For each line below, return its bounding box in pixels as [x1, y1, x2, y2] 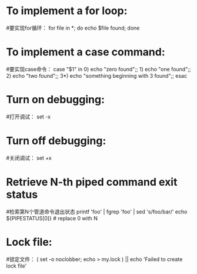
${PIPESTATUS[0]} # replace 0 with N [6, 214, 98, 222]
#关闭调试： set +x [6, 154, 52, 161]
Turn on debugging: [6, 93, 105, 107]
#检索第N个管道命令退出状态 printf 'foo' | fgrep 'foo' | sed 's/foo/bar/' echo [6, 208, 188, 215]
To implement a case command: [6, 45, 166, 59]
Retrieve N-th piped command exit [6, 175, 178, 189]
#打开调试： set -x [6, 113, 51, 120]
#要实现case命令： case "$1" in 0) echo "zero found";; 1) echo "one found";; [6, 65, 191, 72]
